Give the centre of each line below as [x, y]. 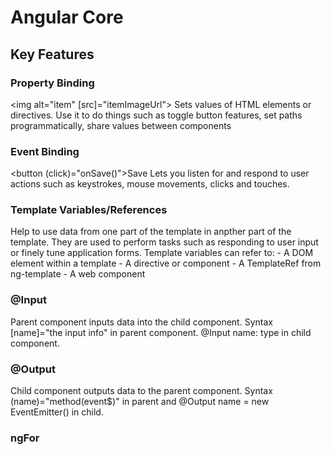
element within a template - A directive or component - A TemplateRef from [166, 263]
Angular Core [67, 17]
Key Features [52, 54]
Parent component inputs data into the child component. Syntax [141, 322]
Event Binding [45, 151]
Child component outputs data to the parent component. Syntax [141, 391]
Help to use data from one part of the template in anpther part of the [151, 232]
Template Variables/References [89, 210]
